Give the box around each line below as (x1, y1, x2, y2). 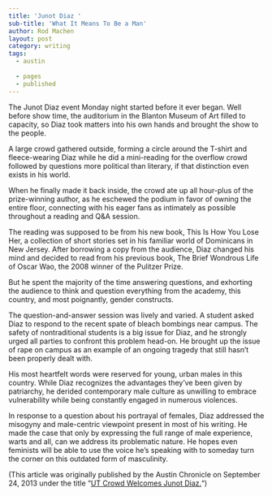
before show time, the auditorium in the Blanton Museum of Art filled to (8, 110, 246, 120)
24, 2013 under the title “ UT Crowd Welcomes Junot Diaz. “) (8, 478, 208, 488)
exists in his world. (8, 170, 71, 179)
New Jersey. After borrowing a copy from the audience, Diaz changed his (8, 244, 254, 254)
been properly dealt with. (8, 353, 93, 363)
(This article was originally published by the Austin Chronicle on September (8, 469, 261, 479)
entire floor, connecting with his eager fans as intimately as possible (8, 202, 236, 212)
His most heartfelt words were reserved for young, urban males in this (8, 369, 243, 378)
